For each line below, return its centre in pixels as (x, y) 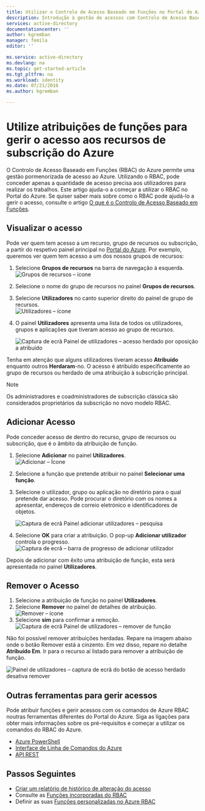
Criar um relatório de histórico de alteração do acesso (83, 788)
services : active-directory (42, 23)
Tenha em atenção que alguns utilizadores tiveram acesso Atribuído (92, 359)
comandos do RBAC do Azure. (45, 730)
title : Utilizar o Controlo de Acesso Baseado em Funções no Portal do (99, 12)
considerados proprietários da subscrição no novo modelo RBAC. (88, 403)
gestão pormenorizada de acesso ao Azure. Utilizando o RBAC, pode (93, 176)
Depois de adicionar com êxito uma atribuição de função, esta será (91, 560)
